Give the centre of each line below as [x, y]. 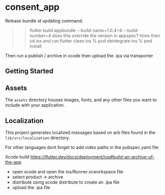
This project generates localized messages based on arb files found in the [80, 132]
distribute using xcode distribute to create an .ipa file [66, 182]
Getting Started [29, 71]
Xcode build [17, 156]
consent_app [33, 7]
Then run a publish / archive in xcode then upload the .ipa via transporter [79, 55]
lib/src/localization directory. [37, 138]
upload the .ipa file [31, 187]
